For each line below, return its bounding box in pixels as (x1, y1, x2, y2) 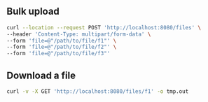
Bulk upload (6, 6, 60, 17)
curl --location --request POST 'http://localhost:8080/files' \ (6, 24, 201, 31)
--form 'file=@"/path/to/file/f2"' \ (6, 43, 117, 51)
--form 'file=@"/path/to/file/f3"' (6, 50, 111, 57)
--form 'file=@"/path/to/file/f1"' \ (6, 37, 117, 44)
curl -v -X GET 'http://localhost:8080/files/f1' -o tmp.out (6, 88, 189, 95)
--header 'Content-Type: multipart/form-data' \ (6, 31, 151, 38)
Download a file (6, 69, 76, 81)
